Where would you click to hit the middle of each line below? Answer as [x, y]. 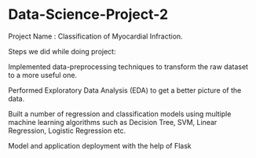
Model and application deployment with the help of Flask [100, 145]
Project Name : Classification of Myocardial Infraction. [95, 36]
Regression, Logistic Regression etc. [67, 130]
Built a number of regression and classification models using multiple [120, 114]
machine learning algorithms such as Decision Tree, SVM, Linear [113, 122]
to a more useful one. [42, 75]
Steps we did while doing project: [62, 51]
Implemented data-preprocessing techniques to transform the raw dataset [128, 66]
